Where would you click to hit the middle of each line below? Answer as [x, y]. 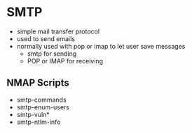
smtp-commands [42, 100]
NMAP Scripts [38, 83]
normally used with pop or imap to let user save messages [101, 46]
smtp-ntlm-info [39, 122]
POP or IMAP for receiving [65, 61]
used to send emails [46, 38]
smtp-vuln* [33, 114]
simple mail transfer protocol [58, 31]
